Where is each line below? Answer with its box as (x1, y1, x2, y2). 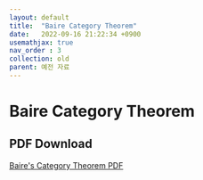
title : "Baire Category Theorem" (9, 21, 138, 30)
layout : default (9, 12, 69, 22)
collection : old (9, 54, 69, 63)
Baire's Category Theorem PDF (9, 160, 124, 170)
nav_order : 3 (9, 46, 62, 55)
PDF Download (9, 136, 93, 151)
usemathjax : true (9, 37, 74, 47)
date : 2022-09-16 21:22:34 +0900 (9, 29, 142, 38)
